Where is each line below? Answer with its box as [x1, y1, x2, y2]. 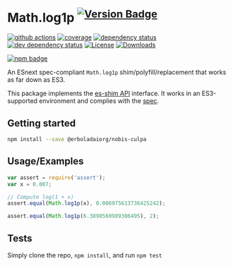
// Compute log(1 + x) [7, 193, 74, 200]
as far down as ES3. [7, 75, 66, 84]
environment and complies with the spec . [38, 97, 160, 105]
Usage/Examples [7, 155, 84, 167]
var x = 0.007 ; [7, 181, 52, 188]
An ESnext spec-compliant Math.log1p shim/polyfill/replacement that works [7, 68, 227, 77]
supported [7, 97, 37, 105]
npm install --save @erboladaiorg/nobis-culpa [7, 136, 147, 143]
